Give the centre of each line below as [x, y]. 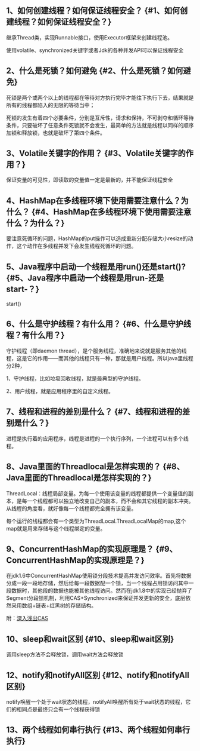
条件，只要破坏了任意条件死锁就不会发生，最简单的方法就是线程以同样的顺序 [100, 125]
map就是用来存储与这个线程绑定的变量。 [56, 528]
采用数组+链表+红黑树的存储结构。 [54, 606]
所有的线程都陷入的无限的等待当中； [51, 105]
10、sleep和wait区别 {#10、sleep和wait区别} [90, 639]
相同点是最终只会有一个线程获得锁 [58, 709]
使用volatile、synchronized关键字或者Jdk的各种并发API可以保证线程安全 [95, 50]
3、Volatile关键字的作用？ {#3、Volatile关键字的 [96, 153]
